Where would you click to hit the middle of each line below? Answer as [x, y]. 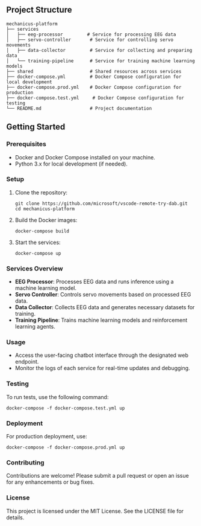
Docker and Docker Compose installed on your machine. [85, 157]
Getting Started [36, 127]
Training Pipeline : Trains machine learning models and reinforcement [101, 320]
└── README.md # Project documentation [79, 108]
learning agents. [35, 327]
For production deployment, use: [47, 436]
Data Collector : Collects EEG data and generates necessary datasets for [105, 307]
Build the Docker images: [46, 220]
